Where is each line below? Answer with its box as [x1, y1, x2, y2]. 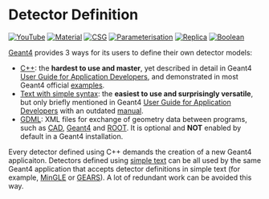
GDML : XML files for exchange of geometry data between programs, [19, 114, 247, 124]
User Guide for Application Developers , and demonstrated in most [19, 71, 238, 81]
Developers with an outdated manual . [19, 106, 145, 116]
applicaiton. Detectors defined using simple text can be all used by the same [8, 155, 262, 165]
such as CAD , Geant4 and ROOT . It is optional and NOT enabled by [19, 123, 242, 132]
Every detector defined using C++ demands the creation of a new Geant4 [8, 147, 252, 156]
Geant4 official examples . [19, 80, 105, 90]
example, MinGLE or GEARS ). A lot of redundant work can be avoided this [8, 173, 252, 182]
